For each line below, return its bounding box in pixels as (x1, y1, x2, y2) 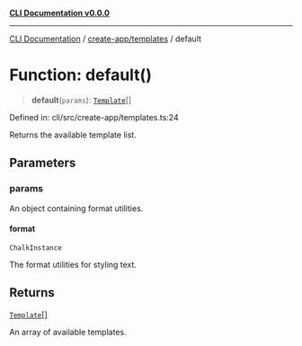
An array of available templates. (9, 326, 128, 337)
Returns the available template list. (9, 129, 137, 140)
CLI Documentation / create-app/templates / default (9, 33, 202, 44)
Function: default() (9, 65, 153, 85)
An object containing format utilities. (9, 202, 144, 214)
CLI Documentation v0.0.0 (9, 8, 111, 18)
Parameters (9, 155, 76, 171)
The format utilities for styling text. (9, 259, 138, 270)
